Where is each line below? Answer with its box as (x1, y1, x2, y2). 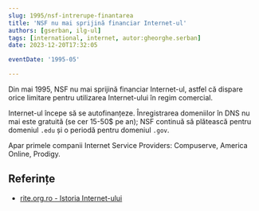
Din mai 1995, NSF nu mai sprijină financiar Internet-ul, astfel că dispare (8, 84, 243, 94)
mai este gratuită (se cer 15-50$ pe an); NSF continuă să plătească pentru (8, 117, 252, 126)
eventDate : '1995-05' (8, 56, 80, 64)
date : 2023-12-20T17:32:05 (8, 41, 98, 49)
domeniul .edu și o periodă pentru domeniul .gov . (8, 125, 170, 135)
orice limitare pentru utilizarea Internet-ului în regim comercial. (8, 93, 214, 102)
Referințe (8, 172, 56, 186)
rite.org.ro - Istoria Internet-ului (19, 193, 123, 203)
